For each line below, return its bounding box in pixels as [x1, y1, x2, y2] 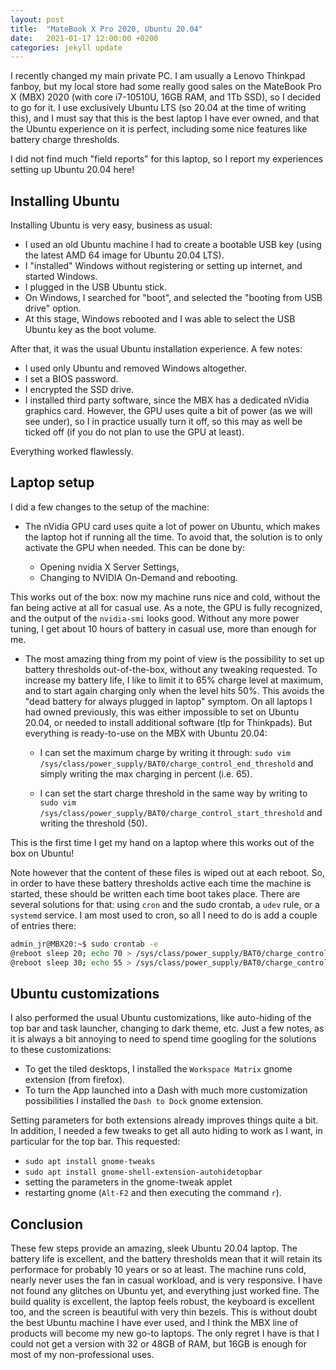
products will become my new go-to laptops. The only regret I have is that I [10, 1327, 320, 1340]
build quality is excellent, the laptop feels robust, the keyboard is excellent [10, 1296, 315, 1308]
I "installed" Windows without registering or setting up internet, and [24, 260, 303, 272]
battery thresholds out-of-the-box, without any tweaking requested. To [24, 663, 318, 675]
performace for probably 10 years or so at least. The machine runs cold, [10, 1264, 307, 1276]
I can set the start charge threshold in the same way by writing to [39, 787, 308, 799]
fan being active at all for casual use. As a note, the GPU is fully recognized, [10, 601, 323, 613]
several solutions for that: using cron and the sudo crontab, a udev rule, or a [10, 898, 320, 910]
